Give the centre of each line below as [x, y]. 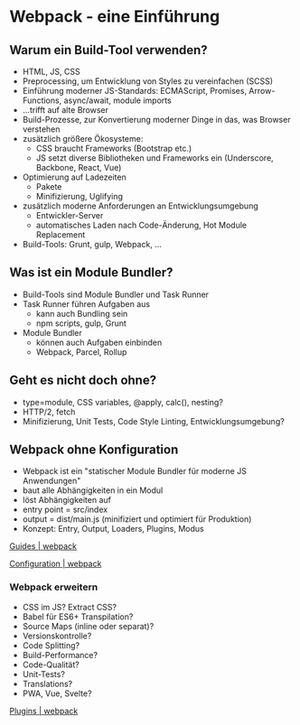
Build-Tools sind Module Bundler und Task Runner [116, 294]
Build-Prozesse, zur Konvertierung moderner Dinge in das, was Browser [156, 120]
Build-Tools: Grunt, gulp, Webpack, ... [92, 244]
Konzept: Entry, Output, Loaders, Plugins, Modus [113, 529]
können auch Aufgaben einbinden [99, 342]
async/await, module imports [117, 100]
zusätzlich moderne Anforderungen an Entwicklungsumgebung [141, 206]
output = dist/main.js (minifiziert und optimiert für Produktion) [137, 519]
